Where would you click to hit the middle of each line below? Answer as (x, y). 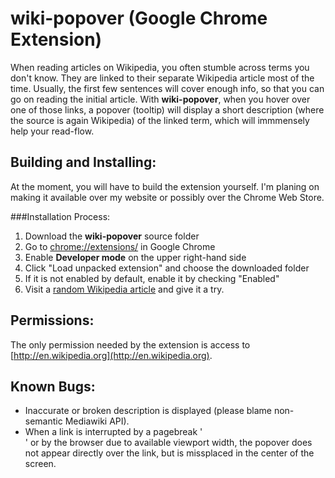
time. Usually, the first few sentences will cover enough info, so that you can (167, 88)
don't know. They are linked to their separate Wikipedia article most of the (162, 78)
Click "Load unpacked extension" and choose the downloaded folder (167, 268)
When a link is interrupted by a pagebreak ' (113, 432)
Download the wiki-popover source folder (112, 236)
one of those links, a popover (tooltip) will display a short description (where (167, 109)
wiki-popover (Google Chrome (139, 18)
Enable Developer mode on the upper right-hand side (135, 257)
